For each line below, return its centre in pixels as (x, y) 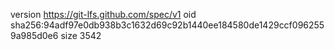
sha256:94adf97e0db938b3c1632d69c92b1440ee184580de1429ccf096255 (167, 25)
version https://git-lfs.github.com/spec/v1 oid (103, 14)
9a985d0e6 (34, 35)
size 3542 (81, 35)
